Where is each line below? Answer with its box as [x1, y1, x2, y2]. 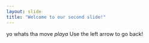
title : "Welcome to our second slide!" [6, 14, 106, 20]
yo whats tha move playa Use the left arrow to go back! [6, 30, 144, 37]
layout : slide [6, 8, 42, 15]
